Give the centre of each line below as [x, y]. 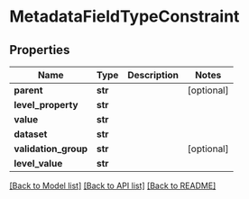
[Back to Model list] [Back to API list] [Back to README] [113, 185]
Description [153, 75]
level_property [46, 105]
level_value [38, 163]
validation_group [51, 149]
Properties [40, 50]
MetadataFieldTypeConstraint [124, 17]
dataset [31, 134]
